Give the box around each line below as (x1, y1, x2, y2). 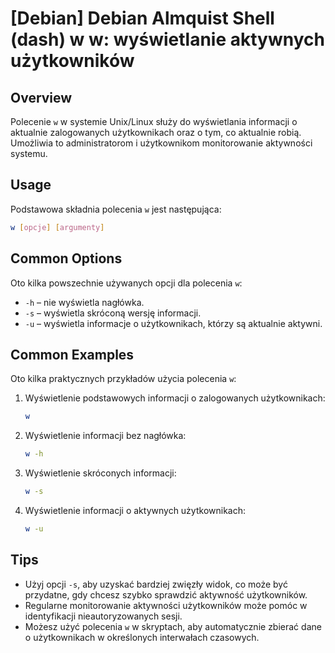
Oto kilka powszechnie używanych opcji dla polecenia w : (10, 277, 243, 289)
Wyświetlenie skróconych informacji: (24, 467, 177, 479)
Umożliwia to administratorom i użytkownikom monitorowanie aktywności (10, 137, 313, 149)
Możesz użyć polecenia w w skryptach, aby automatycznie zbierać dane (24, 620, 322, 632)
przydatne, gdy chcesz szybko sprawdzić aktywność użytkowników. (24, 588, 308, 601)
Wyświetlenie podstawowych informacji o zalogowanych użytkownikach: (24, 392, 326, 404)
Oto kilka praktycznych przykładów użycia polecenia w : (10, 373, 237, 385)
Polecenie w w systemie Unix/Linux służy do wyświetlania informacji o (10, 116, 298, 127)
